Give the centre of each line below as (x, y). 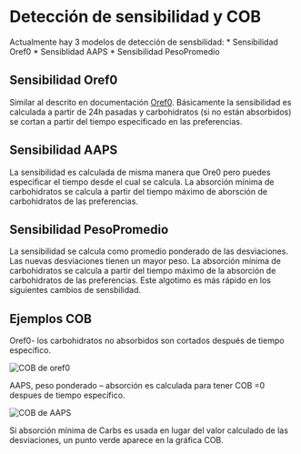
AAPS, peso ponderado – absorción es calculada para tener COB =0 (137, 386)
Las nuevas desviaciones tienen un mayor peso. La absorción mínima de (145, 261)
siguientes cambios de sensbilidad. (75, 290)
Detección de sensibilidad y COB (135, 17)
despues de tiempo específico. (67, 395)
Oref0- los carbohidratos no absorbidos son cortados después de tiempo (147, 341)
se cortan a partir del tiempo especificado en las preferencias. (126, 121)
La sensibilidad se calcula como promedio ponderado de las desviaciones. (149, 251)
